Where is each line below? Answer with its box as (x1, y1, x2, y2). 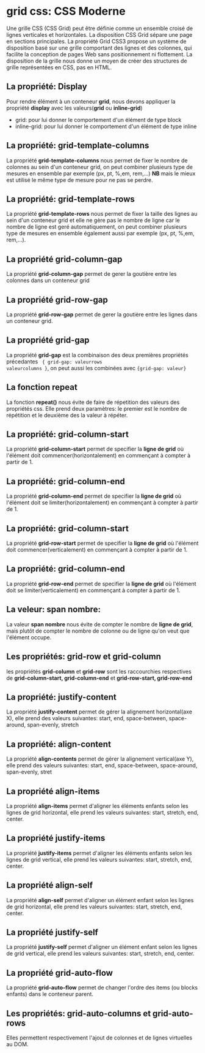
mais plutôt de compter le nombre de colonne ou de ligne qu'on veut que (6, 627, 190, 634)
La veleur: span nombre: (6, 604, 101, 615)
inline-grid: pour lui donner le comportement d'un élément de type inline (15, 123, 197, 130)
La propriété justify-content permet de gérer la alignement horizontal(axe (6, 708, 192, 715)
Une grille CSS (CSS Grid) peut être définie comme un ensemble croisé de (6, 25, 193, 32)
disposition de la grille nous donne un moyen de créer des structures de (6, 57, 187, 64)
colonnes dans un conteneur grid (6, 277, 90, 284)
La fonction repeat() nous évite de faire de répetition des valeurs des (6, 398, 180, 406)
